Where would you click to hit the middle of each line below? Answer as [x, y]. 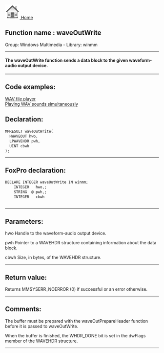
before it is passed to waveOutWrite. [42, 326]
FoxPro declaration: [35, 171]
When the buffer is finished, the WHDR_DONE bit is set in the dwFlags [75, 335]
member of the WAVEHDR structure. [41, 341]
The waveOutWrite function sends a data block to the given [67, 60]
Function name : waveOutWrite [53, 33]
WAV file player [20, 99]
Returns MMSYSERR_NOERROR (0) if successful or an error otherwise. [76, 289]
